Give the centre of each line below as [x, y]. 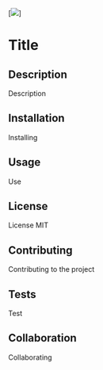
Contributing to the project [51, 269]
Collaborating [31, 357]
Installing [23, 137]
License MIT [29, 225]
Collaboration [42, 338]
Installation [36, 118]
